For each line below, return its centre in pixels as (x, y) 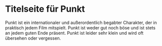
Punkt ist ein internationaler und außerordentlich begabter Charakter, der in (81, 23)
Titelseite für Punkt (45, 9)
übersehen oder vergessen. (33, 38)
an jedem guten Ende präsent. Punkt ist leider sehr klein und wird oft (74, 33)
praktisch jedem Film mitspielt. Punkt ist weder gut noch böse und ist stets (80, 27)
